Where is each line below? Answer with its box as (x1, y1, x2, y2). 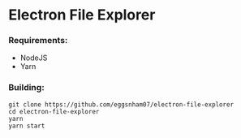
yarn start (8, 122, 45, 130)
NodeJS (19, 53, 48, 63)
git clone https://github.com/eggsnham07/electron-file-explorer (8, 100, 234, 109)
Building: (8, 82, 45, 93)
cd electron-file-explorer (8, 107, 100, 115)
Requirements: (8, 35, 68, 46)
